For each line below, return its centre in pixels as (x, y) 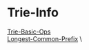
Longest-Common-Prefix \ (45, 38)
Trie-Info (33, 13)
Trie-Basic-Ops (29, 32)
